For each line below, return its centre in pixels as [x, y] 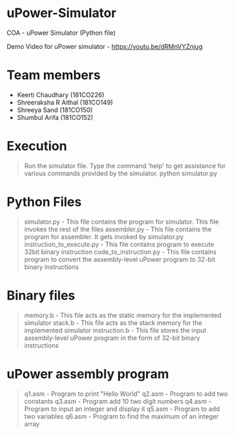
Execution [37, 146]
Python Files [44, 202]
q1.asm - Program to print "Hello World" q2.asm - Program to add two [126, 393]
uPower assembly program [88, 374]
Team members [54, 75]
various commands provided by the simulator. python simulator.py [121, 173]
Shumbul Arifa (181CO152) [55, 117]
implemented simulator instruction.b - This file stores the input [115, 330]
